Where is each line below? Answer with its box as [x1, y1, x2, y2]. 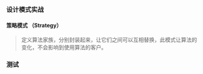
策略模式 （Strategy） [6, 21, 62, 29]
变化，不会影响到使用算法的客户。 [21, 44, 107, 51]
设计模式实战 [6, 5, 44, 13]
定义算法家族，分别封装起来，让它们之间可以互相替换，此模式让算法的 [21, 36, 198, 44]
